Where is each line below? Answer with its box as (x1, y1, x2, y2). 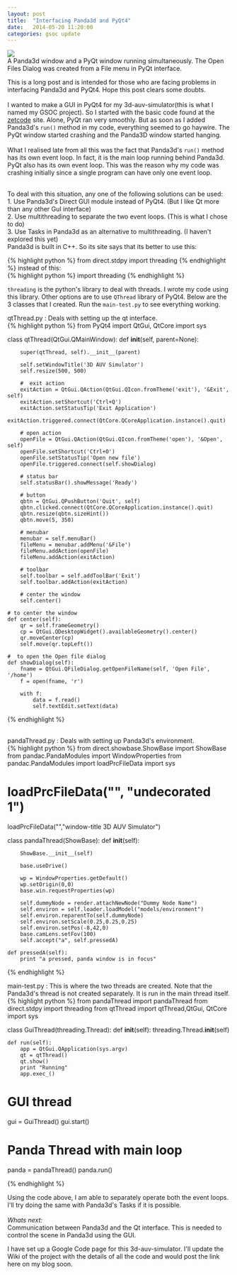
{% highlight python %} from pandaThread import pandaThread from (7, 997, 208, 1005)
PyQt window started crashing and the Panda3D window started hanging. (7, 131, 221, 139)
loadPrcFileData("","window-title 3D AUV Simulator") (7, 822, 161, 831)
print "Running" (20, 1064, 69, 1071)
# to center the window (7, 609, 78, 617)
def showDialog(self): (7, 659, 74, 667)
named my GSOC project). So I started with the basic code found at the (7, 108, 215, 117)
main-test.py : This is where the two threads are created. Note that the (7, 982, 213, 990)
